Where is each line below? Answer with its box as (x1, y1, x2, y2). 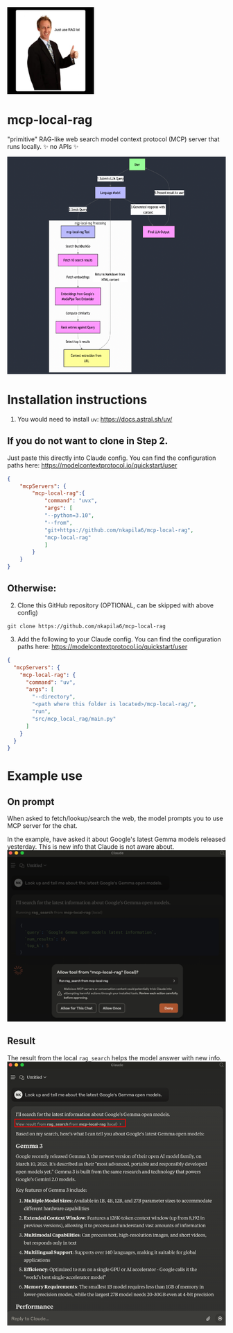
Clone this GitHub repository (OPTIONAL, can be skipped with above (17, 601, 214, 609)
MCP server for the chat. (7, 822, 78, 830)
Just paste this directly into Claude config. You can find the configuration (7, 454, 216, 462)
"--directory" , (32, 694, 76, 701)
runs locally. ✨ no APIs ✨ (7, 142, 79, 150)
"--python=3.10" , (44, 512, 95, 519)
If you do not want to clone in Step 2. (7, 435, 169, 447)
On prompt (7, 796, 55, 808)
